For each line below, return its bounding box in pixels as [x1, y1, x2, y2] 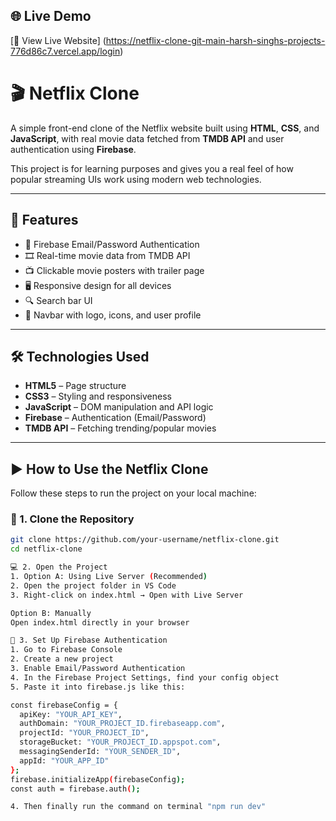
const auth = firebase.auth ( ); [10, 784, 141, 794]
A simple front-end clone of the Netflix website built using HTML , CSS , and [10, 122, 320, 134]
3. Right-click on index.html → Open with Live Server [10, 590, 244, 600]
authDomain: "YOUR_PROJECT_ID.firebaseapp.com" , [19, 719, 226, 729]
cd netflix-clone [10, 544, 83, 554]
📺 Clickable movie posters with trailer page [24, 264, 205, 276]
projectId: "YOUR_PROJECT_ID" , [19, 728, 150, 738]
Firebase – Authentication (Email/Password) [24, 412, 207, 424]
